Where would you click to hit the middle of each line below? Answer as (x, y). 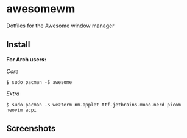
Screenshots (31, 129)
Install (18, 45)
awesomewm (41, 9)
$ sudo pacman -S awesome (39, 82)
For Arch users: (26, 59)
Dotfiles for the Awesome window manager (60, 26)
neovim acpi (21, 110)
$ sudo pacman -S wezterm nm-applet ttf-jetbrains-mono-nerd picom (94, 105)
